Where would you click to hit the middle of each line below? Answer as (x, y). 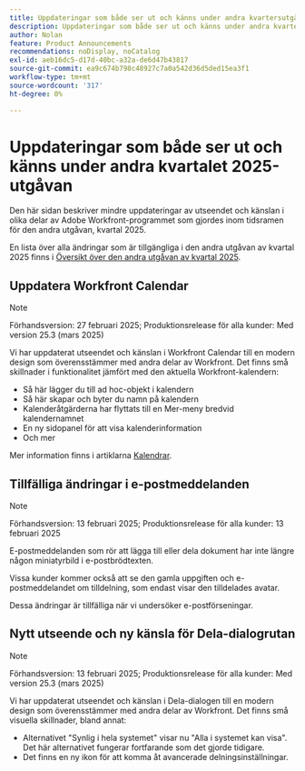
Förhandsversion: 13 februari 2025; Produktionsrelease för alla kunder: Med (151, 673)
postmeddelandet (42, 588)
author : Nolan (36, 35)
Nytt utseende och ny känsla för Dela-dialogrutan (152, 634)
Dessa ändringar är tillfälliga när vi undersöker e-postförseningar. (132, 606)
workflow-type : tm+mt (50, 77)
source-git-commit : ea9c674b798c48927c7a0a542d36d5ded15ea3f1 (129, 69)
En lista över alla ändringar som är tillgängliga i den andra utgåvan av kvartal (152, 247)
